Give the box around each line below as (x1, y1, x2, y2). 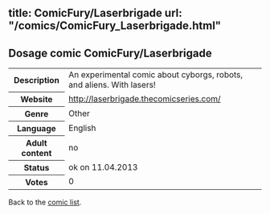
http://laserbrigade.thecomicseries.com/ (67, 93, 221, 104)
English (67, 122, 96, 134)
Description (13, 74, 60, 85)
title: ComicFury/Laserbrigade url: (8, 6, 182, 20)
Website (19, 93, 53, 105)
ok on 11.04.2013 (67, 161, 138, 172)
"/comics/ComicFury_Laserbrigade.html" (8, 19, 222, 33)
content (21, 147, 52, 158)
